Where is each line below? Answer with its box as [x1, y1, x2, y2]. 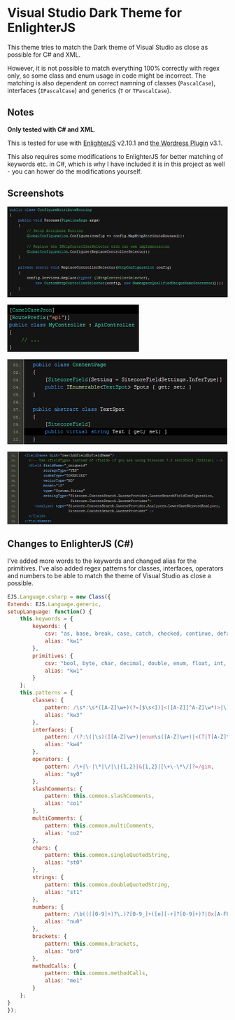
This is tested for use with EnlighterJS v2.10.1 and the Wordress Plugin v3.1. [7, 139, 223, 147]
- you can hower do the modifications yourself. [7, 167, 142, 176]
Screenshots [7, 188, 64, 200]
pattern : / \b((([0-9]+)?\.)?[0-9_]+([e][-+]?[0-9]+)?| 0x [44, 911, 215, 918]
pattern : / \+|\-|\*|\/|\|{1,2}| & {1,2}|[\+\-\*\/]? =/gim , [44, 763, 215, 770]
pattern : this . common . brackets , [44, 940, 139, 947]
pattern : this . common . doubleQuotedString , [44, 881, 171, 888]
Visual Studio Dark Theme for [7, 5, 183, 21]
